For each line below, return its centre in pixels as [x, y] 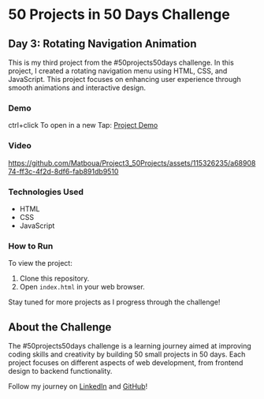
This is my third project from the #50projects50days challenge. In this [121, 62]
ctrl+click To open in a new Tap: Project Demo [83, 125]
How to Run [31, 246]
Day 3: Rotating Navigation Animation [102, 44]
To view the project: [40, 263]
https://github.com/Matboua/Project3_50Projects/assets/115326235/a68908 [132, 162]
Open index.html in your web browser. [82, 287]
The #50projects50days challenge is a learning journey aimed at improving [130, 346]
